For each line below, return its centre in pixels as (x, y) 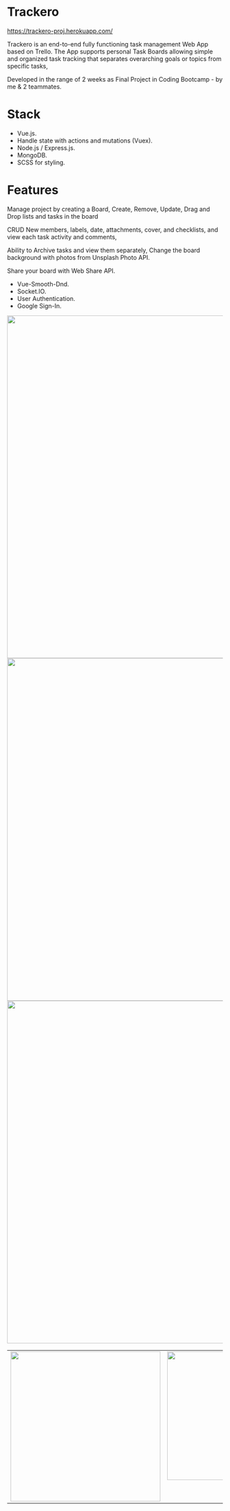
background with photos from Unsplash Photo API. (79, 257)
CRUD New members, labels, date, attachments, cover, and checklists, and (113, 230)
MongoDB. (32, 155)
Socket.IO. (31, 291)
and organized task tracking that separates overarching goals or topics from (114, 58)
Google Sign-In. (39, 306)
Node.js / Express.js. (46, 147)
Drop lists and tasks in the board (53, 216)
